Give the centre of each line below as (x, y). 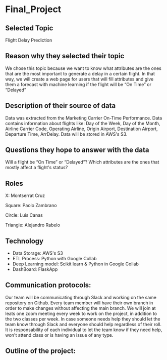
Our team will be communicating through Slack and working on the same (81, 297)
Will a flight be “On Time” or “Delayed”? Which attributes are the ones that (82, 162)
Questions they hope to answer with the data (77, 150)
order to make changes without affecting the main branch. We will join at (80, 308)
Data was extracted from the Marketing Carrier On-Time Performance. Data (84, 118)
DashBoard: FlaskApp (35, 269)
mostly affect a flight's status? (37, 168)
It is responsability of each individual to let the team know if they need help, (84, 330)
